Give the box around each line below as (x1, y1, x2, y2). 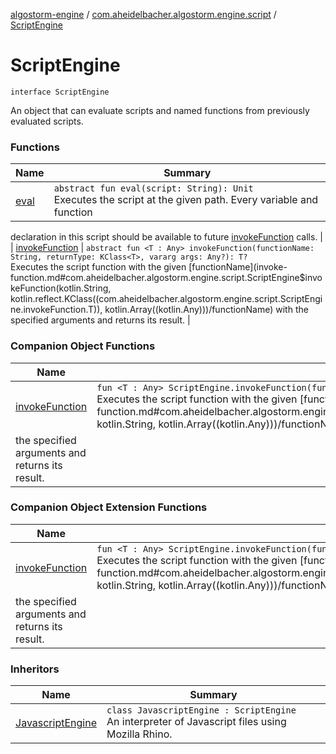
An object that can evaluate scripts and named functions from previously (10, 104, 310, 116)
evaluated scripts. (10, 115, 84, 127)
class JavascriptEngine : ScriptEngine (106, 705, 297, 716)
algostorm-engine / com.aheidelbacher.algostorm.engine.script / (10, 9, 277, 20)
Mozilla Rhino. (106, 727, 173, 741)
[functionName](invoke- (188, 261, 288, 273)
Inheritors (10, 662, 60, 676)
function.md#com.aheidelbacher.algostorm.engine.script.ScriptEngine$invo (10, 272, 323, 284)
